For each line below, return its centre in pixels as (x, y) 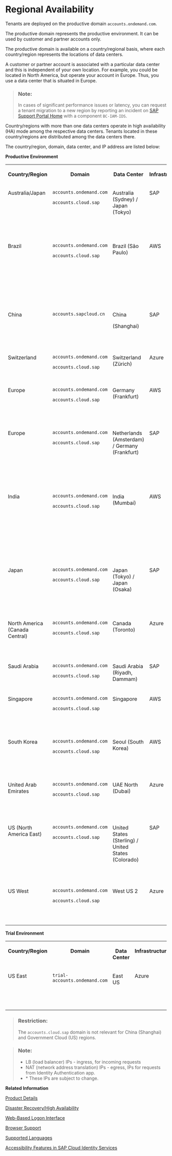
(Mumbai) (124, 503)
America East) (25, 834)
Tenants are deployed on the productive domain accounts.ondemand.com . (81, 24)
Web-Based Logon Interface (35, 1118)
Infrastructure (152, 951)
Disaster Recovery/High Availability (42, 1108)
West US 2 (125, 891)
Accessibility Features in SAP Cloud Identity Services (61, 1148)
